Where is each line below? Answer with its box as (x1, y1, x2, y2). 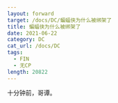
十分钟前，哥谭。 (7, 88, 56, 97)
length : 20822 (7, 68, 49, 75)
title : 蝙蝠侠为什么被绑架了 (7, 23, 81, 30)
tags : (7, 49, 23, 56)
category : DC (7, 36, 45, 43)
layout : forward (7, 10, 54, 17)
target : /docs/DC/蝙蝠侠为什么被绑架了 (7, 17, 112, 24)
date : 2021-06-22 (7, 29, 58, 37)
